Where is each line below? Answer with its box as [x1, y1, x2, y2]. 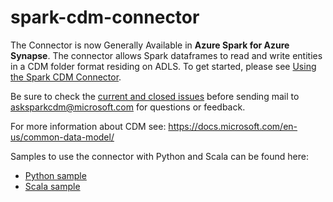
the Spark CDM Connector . [10, 71, 122, 83]
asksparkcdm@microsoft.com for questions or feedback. [10, 101, 246, 113]
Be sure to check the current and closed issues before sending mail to [10, 90, 300, 102]
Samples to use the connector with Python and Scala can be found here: [10, 150, 309, 162]
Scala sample [24, 180, 81, 192]
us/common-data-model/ [10, 131, 115, 143]
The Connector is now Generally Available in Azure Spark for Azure [10, 39, 290, 51]
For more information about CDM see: [10, 120, 167, 132]
